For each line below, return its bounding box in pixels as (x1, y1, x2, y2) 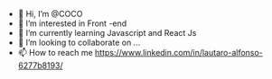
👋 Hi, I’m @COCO (17, 9, 83, 19)
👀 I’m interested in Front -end (17, 18, 127, 29)
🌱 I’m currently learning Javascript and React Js (17, 28, 197, 38)
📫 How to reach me (17, 48, 93, 57)
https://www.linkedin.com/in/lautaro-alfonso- (94, 48, 264, 57)
